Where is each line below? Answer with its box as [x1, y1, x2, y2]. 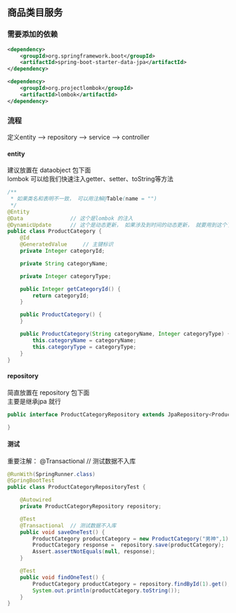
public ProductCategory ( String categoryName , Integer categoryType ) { [20, 331, 231, 338]
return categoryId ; [32, 292, 90, 299]
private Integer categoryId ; [20, 248, 105, 255]
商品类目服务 [7, 6, 63, 19]
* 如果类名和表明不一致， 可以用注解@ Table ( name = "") [10, 195, 157, 202]
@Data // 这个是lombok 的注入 [7, 215, 133, 222]
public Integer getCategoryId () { [20, 285, 121, 293]
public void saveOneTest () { [20, 529, 105, 536]
